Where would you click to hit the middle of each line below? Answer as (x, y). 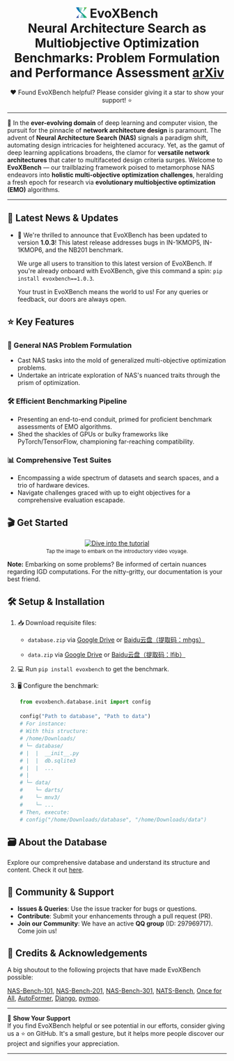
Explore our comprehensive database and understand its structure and (109, 863)
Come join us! (37, 931)
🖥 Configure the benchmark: (58, 685)
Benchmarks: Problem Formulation (117, 58)
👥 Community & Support (61, 892)
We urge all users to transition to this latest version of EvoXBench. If (115, 263)
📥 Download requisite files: (57, 622)
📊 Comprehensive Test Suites (60, 460)
